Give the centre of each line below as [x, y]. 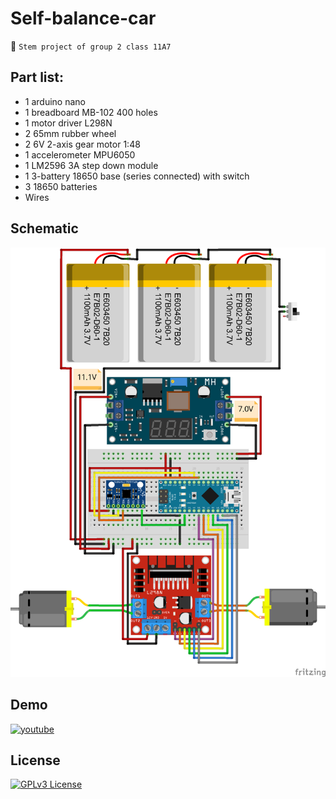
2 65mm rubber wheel [70, 133]
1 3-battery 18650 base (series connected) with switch [137, 176]
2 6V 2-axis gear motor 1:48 [82, 144]
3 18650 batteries [61, 186]
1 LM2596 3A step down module [91, 165]
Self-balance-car [83, 18]
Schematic [44, 228]
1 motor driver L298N [68, 123]
